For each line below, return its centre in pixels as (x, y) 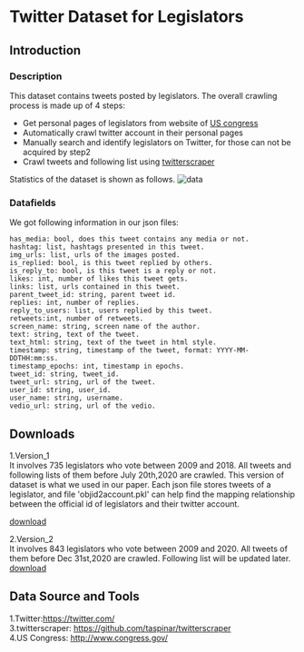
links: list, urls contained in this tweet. (95, 287)
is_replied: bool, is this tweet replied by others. (111, 263)
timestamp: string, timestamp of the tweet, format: (111, 351)
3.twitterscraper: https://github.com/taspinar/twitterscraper (120, 627)
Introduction (45, 50)
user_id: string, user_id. (60, 390)
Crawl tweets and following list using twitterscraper (118, 162)
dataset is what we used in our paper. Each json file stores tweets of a (140, 484)
